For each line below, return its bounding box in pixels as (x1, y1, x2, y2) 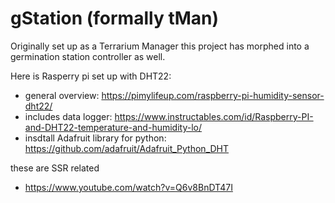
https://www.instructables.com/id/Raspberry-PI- (114, 110, 314, 122)
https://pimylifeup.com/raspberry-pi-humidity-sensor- (101, 89, 325, 101)
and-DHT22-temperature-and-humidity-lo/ (24, 121, 202, 133)
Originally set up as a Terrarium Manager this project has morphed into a (10, 40, 310, 52)
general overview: (24, 89, 100, 101)
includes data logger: (24, 110, 113, 122)
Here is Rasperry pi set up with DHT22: (10, 70, 172, 82)
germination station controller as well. (10, 50, 166, 62)
